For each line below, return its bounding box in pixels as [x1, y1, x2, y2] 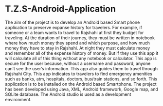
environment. [5, 96, 32, 102]
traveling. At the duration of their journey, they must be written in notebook [5, 35, 155, 41]
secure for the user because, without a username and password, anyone [5, 61, 151, 66]
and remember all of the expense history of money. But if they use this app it [5, 50, 159, 56]
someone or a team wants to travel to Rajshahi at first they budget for [5, 30, 144, 35]
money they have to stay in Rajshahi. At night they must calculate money [5, 45, 150, 51]
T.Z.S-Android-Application [5, 3, 116, 15]
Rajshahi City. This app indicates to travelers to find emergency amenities [5, 71, 152, 76]
